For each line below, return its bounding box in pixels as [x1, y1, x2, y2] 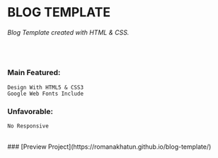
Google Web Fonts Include [7, 90, 84, 97]
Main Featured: [7, 68, 61, 78]
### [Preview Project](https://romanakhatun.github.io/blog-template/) [7, 142, 212, 151]
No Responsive [7, 122, 50, 130]
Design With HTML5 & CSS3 [7, 84, 84, 91]
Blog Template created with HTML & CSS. [7, 28, 130, 36]
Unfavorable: [7, 106, 54, 116]
